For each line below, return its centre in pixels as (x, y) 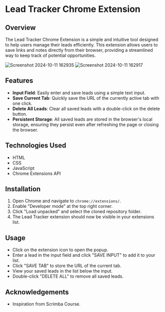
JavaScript (23, 168)
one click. (22, 103)
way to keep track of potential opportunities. (50, 55)
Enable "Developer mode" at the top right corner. (62, 206)
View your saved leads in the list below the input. (62, 271)
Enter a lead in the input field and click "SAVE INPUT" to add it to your (84, 255)
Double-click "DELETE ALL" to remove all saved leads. (68, 276)
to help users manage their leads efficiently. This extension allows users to (82, 45)
